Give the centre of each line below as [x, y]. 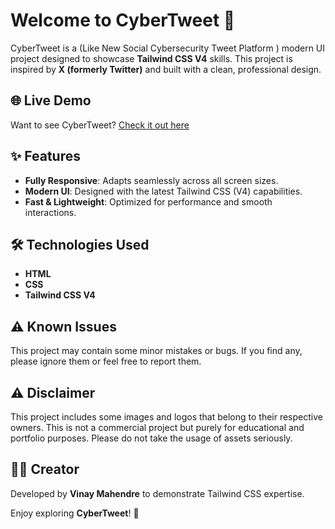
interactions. [50, 212]
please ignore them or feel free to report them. [106, 361]
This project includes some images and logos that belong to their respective [166, 417]
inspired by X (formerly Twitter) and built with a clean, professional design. [166, 69]
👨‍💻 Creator [45, 469]
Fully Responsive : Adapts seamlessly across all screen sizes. [151, 180]
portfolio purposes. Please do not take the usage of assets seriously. [151, 438]
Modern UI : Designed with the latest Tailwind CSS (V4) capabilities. [163, 191]
